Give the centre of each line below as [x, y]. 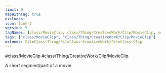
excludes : [15, 19]
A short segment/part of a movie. [39, 65]
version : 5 [16, 28]
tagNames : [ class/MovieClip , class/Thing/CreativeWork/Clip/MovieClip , [80, 33]
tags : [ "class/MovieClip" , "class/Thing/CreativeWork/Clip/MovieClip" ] [80, 37]
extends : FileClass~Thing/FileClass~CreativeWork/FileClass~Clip [74, 42]
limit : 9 [14, 10]
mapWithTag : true [23, 14]
